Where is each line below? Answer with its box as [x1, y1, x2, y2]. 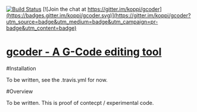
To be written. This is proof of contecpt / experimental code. [6, 99, 154, 106]
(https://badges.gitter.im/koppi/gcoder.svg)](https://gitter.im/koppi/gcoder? [6, 12, 191, 19]
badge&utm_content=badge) [6, 24, 77, 31]
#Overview [6, 88, 33, 95]
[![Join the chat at [42, 6, 86, 12]
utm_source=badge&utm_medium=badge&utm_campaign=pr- [6, 18, 158, 25]
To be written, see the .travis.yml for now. [6, 76, 108, 83]
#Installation [6, 65, 37, 72]
